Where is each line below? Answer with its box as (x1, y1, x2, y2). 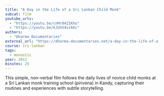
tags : (5, 48, 16, 53)
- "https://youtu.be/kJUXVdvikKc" (9, 25, 80, 30)
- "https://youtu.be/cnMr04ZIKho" (9, 20, 80, 26)
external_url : (5, 39, 34, 44)
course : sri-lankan (5, 43, 45, 48)
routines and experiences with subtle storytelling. (5, 85, 104, 91)
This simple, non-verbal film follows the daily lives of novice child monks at (5, 75, 156, 81)
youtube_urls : (5, 16, 34, 21)
